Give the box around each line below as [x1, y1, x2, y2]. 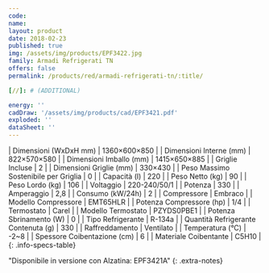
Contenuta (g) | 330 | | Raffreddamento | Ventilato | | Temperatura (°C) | [8, 223, 246, 233]
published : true [8, 42, 63, 50]
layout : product [8, 27, 63, 35]
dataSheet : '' [8, 124, 56, 132]
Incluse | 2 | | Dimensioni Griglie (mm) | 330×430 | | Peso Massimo [8, 163, 230, 172]
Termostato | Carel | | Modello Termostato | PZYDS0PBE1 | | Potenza [8, 206, 235, 215]
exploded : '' [8, 116, 52, 124]
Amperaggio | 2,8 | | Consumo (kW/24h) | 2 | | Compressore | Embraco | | [8, 189, 253, 198]
